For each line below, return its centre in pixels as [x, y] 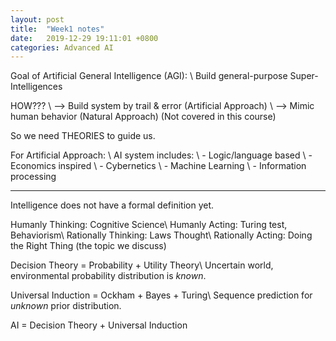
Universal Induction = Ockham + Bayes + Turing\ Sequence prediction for [161, 295]
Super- [304, 76]
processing [33, 177]
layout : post [37, 19]
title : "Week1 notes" [57, 29]
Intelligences [36, 87]
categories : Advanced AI [62, 47]
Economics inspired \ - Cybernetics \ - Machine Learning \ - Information [158, 166]
